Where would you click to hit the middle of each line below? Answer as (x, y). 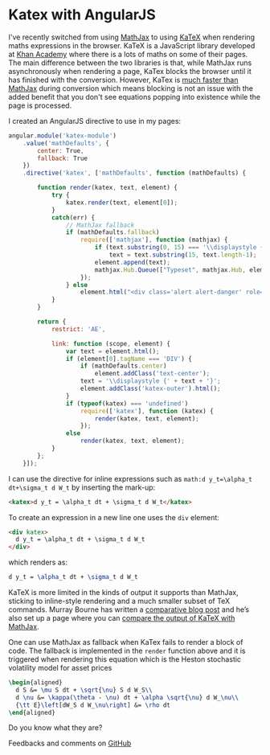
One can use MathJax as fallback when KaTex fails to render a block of (126, 642)
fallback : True (63, 158)
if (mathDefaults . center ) (123, 366)
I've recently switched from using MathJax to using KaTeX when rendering (132, 37)
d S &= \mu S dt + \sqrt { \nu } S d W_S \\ (84, 690)
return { (52, 322)
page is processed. (40, 105)
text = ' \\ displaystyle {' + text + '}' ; (150, 381)
